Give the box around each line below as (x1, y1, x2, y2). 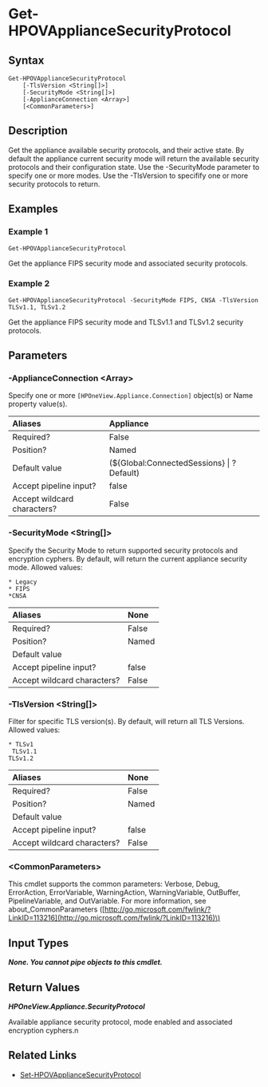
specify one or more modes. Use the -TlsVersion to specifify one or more (8, 171, 249, 180)
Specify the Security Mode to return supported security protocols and (8, 545, 238, 555)
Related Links (8, 1049, 77, 1062)
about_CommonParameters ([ (8, 904, 105, 914)
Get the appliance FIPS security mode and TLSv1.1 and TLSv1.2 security (8, 317, 244, 327)
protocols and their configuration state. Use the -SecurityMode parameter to (8, 162, 260, 171)
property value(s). (8, 400, 68, 409)
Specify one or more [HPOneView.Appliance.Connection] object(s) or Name (8, 391, 254, 400)
